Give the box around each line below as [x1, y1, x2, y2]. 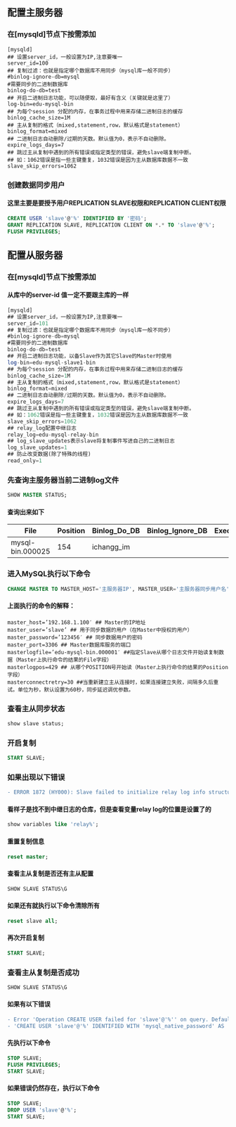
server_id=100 [7, 59, 49, 67]
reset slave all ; [7, 917, 58, 924]
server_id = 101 [7, 319, 49, 327]
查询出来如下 [7, 507, 44, 516]
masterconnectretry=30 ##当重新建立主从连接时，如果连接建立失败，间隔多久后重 [7, 678, 219, 686]
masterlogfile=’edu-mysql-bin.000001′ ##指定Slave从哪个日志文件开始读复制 [7, 649, 219, 656]
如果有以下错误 [7, 1000, 51, 1008]
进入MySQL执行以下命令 [7, 569, 91, 579]
